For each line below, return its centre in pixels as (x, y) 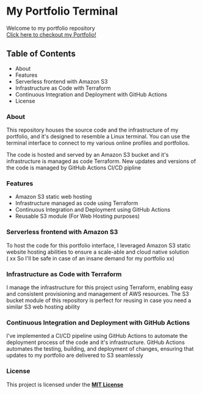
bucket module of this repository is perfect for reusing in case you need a (99, 300)
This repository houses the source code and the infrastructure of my (92, 130)
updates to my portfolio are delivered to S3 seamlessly (75, 356)
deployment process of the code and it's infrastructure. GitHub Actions (96, 342)
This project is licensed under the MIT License (65, 384)
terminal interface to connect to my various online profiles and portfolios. (98, 143)
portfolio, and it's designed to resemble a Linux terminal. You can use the (98, 137)
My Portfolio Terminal (62, 11)
